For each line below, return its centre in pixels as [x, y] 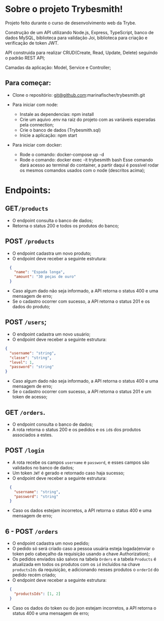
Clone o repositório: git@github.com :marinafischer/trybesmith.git [79, 95]
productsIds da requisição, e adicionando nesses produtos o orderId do [85, 570]
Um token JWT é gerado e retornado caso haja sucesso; [68, 473]
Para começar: [28, 83]
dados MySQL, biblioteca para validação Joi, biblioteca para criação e [76, 38]
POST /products [30, 241]
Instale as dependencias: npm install [57, 114]
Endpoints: [28, 190]
